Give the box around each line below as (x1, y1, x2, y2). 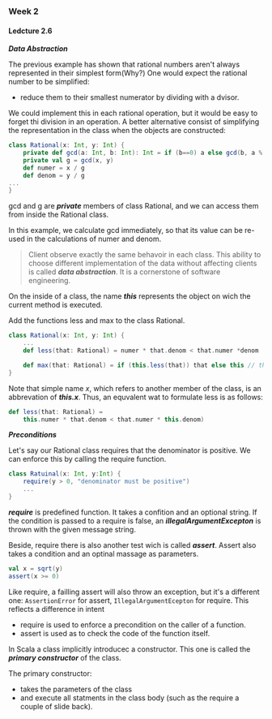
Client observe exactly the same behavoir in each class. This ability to (28, 250, 261, 260)
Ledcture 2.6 (8, 26, 53, 36)
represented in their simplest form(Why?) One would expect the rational (8, 68, 248, 78)
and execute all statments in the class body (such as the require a (19, 692, 240, 703)
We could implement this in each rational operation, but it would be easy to (8, 108, 258, 118)
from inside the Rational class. (8, 209, 109, 220)
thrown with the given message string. (8, 524, 136, 534)
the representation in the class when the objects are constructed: (8, 126, 227, 136)
